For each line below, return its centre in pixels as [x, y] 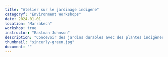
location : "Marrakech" [29, 24]
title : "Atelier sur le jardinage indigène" [52, 10]
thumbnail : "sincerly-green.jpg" [40, 42]
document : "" [19, 47]
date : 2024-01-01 [23, 19]
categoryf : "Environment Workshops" [43, 14]
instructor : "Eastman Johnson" [38, 33]
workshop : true [21, 28]
